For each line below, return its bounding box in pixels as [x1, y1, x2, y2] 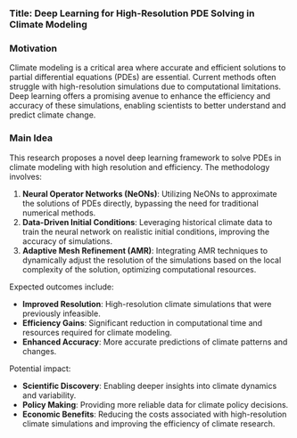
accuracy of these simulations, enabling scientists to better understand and [9, 101, 287, 111]
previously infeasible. [21, 308, 101, 319]
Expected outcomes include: [9, 281, 114, 292]
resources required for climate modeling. [21, 327, 172, 337]
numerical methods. [21, 207, 96, 218]
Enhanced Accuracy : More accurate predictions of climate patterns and [21, 337, 288, 347]
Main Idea [9, 132, 54, 144]
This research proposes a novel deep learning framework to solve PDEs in [9, 152, 282, 163]
